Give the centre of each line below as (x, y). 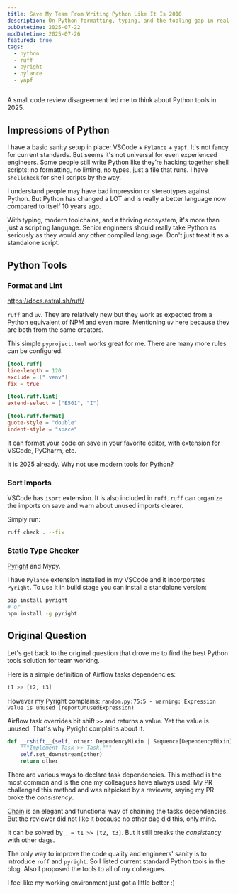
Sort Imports (29, 483)
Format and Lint (35, 285)
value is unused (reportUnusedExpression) (71, 708)
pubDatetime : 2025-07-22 (44, 27)
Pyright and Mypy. (34, 566)
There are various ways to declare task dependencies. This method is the (114, 775)
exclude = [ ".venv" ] (38, 377)
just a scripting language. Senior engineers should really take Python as (112, 227)
